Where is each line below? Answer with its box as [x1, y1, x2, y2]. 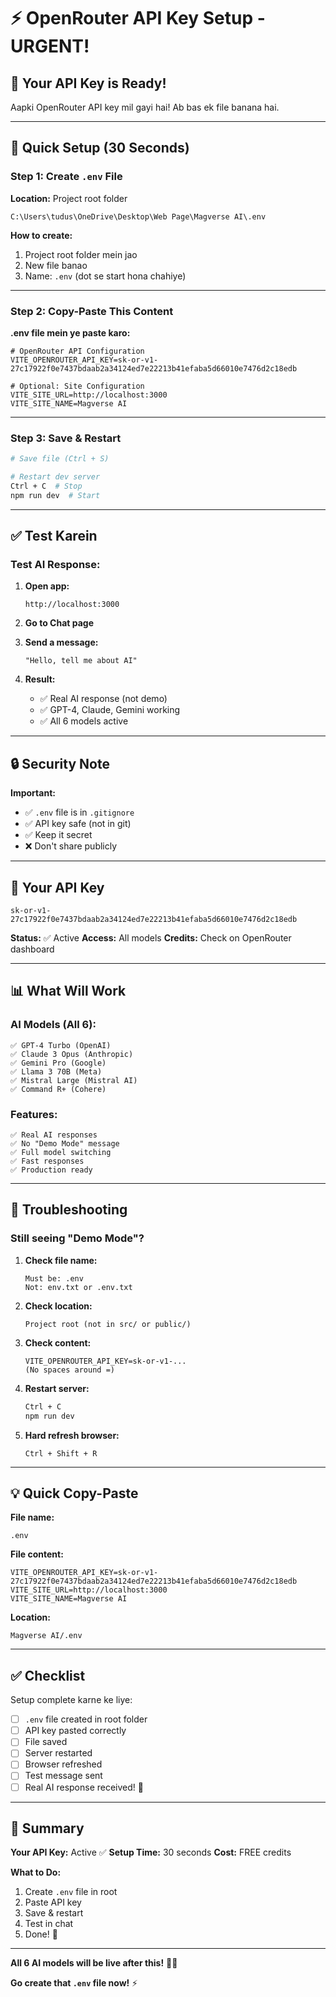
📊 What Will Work [10, 983, 127, 1000]
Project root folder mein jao [24, 248, 138, 260]
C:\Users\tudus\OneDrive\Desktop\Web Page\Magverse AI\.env [10, 211, 267, 222]
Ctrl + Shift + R [24, 1448, 98, 1459]
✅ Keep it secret [24, 829, 93, 841]
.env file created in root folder [24, 1713, 148, 1725]
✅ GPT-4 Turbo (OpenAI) [10, 1040, 112, 1050]
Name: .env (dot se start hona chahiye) [24, 270, 187, 282]
